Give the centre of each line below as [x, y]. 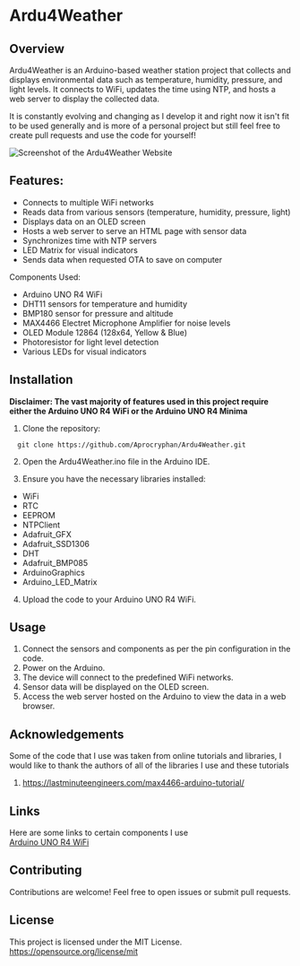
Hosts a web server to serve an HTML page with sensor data [134, 231]
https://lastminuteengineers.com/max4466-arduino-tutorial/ [133, 783]
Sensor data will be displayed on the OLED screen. [116, 687]
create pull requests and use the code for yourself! [103, 135]
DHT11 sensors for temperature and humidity [105, 304]
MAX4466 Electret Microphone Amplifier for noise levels [126, 323]
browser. [39, 706]
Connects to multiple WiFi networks [88, 202]
